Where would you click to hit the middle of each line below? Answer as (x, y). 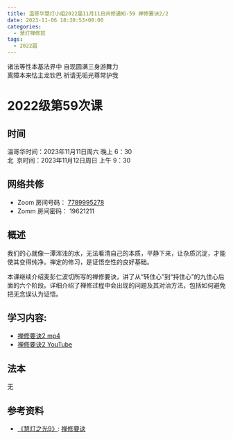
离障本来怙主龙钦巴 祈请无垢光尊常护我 (63, 75)
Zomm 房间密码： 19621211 (56, 211)
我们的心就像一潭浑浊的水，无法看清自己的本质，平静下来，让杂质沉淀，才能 (116, 253)
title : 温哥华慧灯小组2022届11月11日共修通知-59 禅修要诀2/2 (88, 14)
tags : (15, 40)
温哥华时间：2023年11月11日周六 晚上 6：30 (70, 151)
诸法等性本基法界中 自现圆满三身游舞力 (63, 66)
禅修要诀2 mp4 (39, 336)
